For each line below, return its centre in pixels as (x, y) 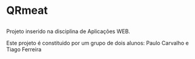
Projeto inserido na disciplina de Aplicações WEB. (68, 31)
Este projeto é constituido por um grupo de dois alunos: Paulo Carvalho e (97, 43)
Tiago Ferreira (24, 49)
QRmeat (27, 11)
